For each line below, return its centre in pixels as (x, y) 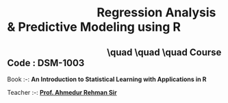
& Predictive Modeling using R (94, 27)
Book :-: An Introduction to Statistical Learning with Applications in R (107, 79)
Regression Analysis (156, 13)
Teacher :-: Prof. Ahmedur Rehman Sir (62, 92)
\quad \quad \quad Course (164, 52)
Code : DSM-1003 (46, 63)
